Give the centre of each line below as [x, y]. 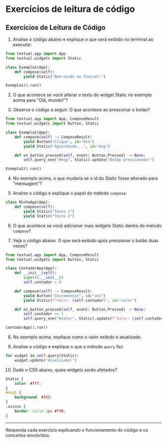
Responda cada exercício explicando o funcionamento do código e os [77, 430]
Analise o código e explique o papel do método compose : [70, 193]
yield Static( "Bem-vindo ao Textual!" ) [65, 76]
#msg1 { [14, 393]
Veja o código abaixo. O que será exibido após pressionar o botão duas [86, 240]
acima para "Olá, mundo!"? [40, 100]
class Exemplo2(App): [28, 132]
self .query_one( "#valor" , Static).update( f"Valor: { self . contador [93, 318]
